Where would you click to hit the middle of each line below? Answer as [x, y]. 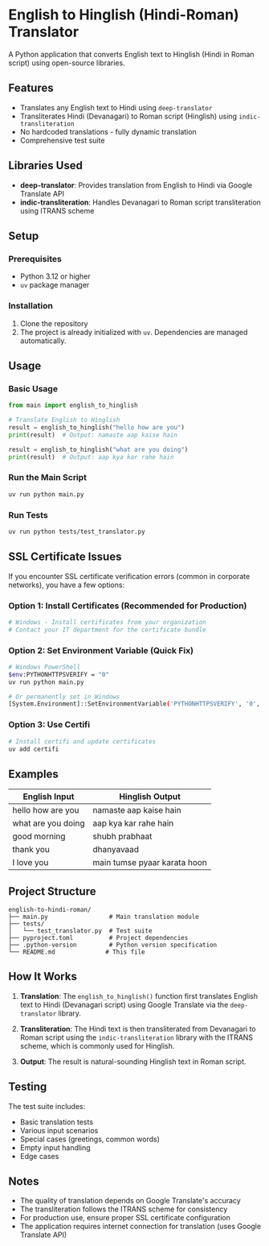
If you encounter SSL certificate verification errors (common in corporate [129, 576]
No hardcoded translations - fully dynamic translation [108, 131]
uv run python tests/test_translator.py [77, 532]
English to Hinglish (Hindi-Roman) [124, 15]
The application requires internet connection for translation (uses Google [141, 1227]
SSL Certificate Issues [65, 557]
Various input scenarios [59, 1130]
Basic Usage [33, 388]
